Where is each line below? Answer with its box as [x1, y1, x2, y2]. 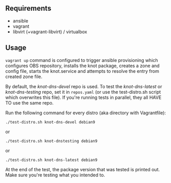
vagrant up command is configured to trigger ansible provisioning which [5, 57, 158, 63]
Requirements [5, 4, 51, 13]
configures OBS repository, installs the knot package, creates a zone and [5, 63, 160, 69]
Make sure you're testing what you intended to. [5, 172, 105, 178]
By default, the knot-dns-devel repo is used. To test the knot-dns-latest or [5, 83, 162, 89]
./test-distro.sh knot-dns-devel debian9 [5, 119, 96, 125]
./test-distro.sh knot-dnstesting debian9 [5, 138, 98, 144]
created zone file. [5, 73, 43, 79]
